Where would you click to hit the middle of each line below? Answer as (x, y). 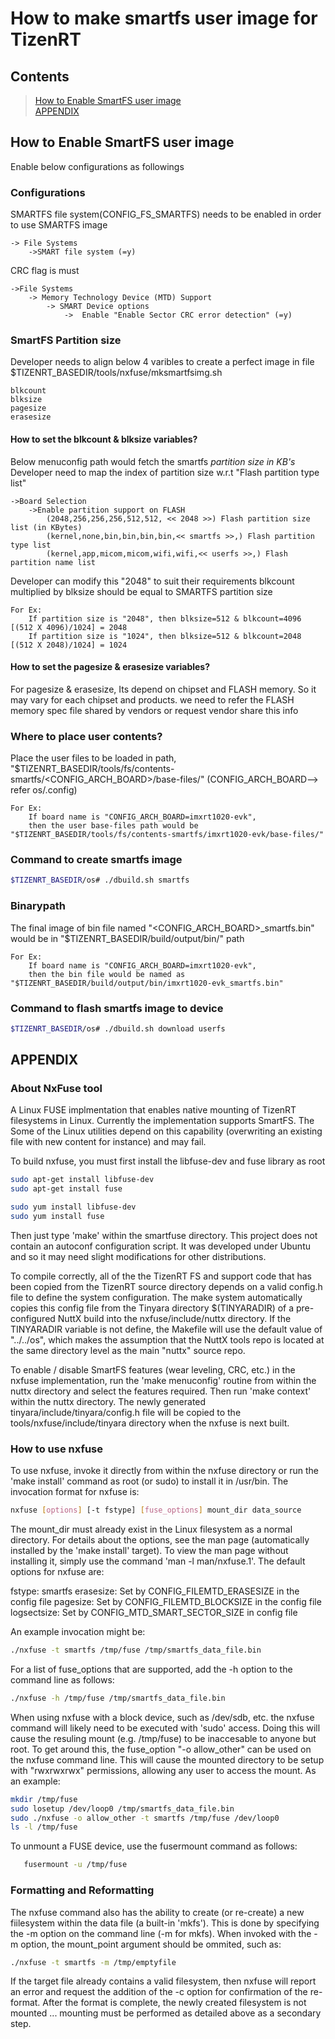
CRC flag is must (45, 271)
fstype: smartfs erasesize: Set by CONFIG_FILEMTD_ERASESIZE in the (155, 1591)
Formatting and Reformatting (82, 1890)
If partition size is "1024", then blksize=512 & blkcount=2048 (165, 636)
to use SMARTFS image (59, 225)
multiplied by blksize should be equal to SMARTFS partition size (141, 591)
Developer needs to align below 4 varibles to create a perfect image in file (162, 362)
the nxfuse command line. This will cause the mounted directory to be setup (167, 1759)
